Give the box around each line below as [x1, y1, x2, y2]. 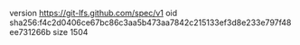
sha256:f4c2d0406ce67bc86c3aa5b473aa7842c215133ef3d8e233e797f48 [9, 17, 292, 28]
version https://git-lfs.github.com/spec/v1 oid [9, 8, 178, 18]
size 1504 [52, 27, 89, 37]
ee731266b [9, 27, 52, 37]
